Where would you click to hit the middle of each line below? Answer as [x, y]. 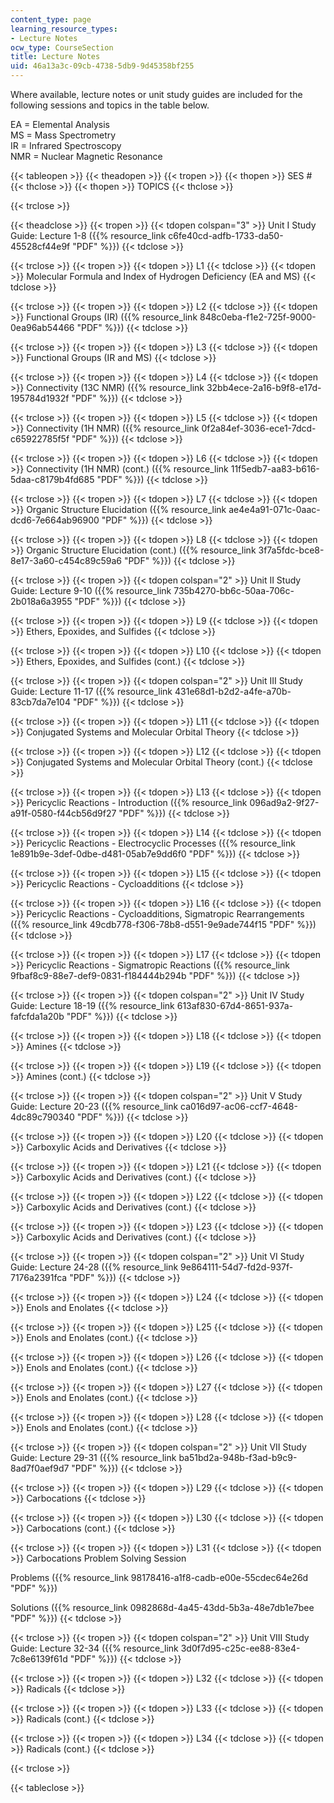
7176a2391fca [39, 1277]
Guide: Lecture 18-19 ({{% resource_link [92, 1005]
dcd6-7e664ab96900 [55, 520]
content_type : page [51, 19]
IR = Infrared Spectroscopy [66, 145]
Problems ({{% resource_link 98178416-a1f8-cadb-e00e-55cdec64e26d [159, 1577]
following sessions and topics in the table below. [110, 105]
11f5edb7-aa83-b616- [275, 469]
